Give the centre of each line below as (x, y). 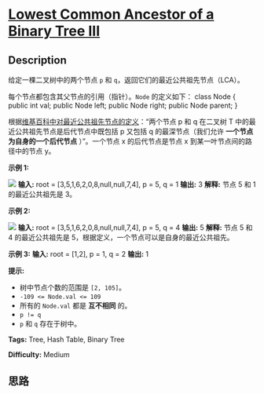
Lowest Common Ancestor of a (111, 15)
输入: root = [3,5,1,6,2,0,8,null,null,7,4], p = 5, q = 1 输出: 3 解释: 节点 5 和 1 (137, 184)
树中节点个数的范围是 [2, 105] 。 (73, 287)
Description (37, 60)
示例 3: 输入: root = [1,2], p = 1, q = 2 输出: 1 (79, 254)
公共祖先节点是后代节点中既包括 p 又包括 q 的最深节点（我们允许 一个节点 (134, 131)
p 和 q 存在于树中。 (50, 324)
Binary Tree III (54, 31)
